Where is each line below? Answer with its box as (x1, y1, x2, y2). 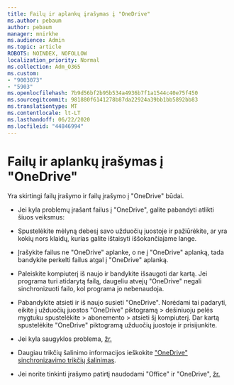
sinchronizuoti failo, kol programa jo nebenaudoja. (17, 285, 165, 293)
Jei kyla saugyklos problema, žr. (17, 335, 112, 343)
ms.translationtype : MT (7, 103, 78, 110)
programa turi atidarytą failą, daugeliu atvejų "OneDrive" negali (17, 277, 202, 286)
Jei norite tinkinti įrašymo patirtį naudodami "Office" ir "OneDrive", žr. (17, 370, 221, 379)
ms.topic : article (7, 43, 62, 50)
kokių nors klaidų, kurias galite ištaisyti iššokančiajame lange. (17, 234, 197, 243)
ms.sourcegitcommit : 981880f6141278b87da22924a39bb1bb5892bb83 (7, 97, 199, 104)
